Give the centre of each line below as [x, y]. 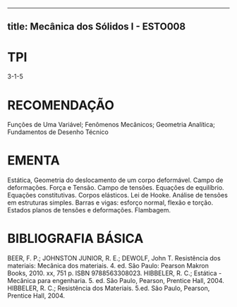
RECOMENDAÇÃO [61, 105]
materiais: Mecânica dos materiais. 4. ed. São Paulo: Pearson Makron [108, 266]
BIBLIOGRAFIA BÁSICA [75, 239]
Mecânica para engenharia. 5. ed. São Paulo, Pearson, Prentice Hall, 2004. [116, 281]
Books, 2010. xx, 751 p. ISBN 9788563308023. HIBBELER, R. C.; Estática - [115, 273]
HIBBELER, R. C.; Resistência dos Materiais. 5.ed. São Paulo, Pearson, [109, 288]
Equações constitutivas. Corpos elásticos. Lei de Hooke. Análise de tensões [117, 195]
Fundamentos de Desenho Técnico [58, 132]
